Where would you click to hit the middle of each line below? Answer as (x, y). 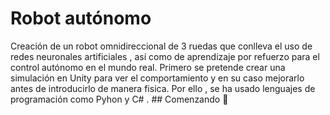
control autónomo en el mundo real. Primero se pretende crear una (148, 67)
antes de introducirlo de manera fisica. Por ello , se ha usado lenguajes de (163, 88)
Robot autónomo (81, 18)
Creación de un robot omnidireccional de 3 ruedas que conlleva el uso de (161, 46)
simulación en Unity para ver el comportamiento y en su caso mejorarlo (157, 78)
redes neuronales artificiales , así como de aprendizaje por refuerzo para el (165, 56)
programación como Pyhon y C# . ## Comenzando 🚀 (119, 99)
